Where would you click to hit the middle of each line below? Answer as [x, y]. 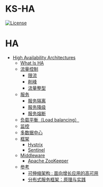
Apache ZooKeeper [48, 161]
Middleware [32, 155]
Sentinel [36, 150]
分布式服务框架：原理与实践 [57, 179]
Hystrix [35, 144]
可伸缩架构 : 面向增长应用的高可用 [63, 173]
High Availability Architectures [44, 57]
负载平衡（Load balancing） [50, 119]
